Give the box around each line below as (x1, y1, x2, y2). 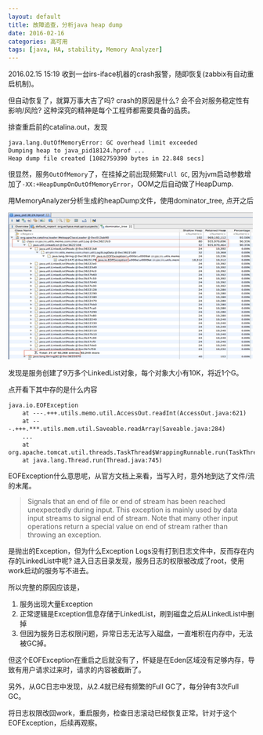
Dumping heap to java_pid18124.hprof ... (8, 147, 146, 155)
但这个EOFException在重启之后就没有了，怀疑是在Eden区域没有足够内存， (8, 656, 248, 665)
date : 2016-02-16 (8, 29, 65, 37)
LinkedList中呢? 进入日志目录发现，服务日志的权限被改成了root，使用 (21, 556, 245, 565)
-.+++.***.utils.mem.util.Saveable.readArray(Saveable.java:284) (8, 425, 225, 433)
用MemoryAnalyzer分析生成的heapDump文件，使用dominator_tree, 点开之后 (8, 196, 254, 206)
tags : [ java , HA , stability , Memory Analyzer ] (8, 46, 163, 54)
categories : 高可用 (8, 38, 68, 46)
